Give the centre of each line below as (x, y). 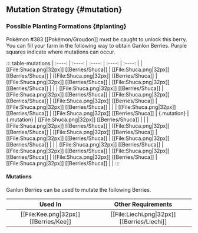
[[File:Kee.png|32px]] (50, 214)
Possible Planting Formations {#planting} (66, 26)
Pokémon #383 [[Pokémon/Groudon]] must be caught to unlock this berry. (97, 39)
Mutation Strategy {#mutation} (64, 10)
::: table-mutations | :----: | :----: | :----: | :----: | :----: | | (74, 63)
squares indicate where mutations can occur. (61, 52)
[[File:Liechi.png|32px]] (143, 214)
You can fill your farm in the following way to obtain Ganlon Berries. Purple (97, 45)
